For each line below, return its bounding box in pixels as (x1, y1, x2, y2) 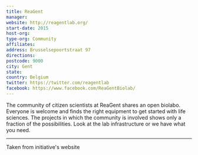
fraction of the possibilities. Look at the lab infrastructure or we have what (6, 120, 186, 127)
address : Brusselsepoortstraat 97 (6, 47, 91, 53)
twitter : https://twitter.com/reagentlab (6, 80, 110, 86)
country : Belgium (6, 74, 49, 80)
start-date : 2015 (6, 25, 49, 31)
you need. (6, 126, 31, 133)
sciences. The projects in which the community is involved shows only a (6, 114, 181, 121)
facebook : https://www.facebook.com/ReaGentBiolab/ (6, 85, 136, 91)
